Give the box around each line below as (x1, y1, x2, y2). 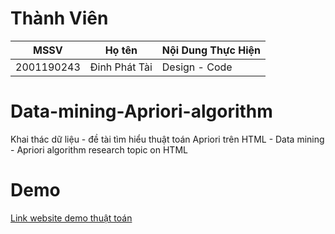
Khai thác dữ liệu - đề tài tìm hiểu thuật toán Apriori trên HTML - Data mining (10, 133, 325, 145)
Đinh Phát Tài (89, 60, 153, 74)
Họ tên (104, 43, 138, 57)
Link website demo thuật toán (10, 212, 133, 224)
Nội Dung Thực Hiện (161, 43, 262, 57)
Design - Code (161, 60, 233, 74)
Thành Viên (10, 7, 109, 30)
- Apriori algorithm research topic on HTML (10, 143, 188, 156)
